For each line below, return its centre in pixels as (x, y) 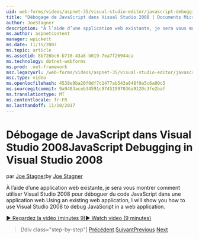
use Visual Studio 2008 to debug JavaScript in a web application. (86, 207)
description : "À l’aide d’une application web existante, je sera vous (96, 28)
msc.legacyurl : (25, 72)
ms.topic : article (29, 50)
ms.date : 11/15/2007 (32, 45)
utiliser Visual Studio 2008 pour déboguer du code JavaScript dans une (94, 194)
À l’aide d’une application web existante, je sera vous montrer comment (93, 188)
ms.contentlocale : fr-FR (37, 100)
